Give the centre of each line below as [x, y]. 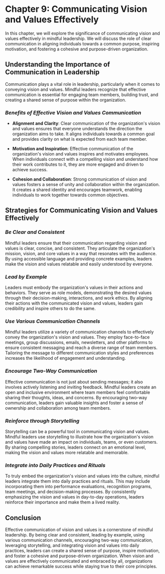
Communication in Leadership [52, 72]
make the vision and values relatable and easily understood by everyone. [79, 264]
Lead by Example [26, 276]
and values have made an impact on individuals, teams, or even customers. [81, 442]
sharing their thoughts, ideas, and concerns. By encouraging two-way [76, 397]
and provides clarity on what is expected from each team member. [80, 139]
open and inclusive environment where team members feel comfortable [78, 392]
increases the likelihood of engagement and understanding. [66, 358]
